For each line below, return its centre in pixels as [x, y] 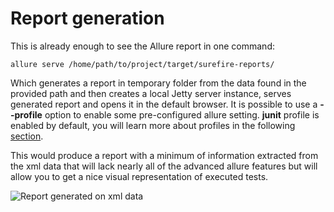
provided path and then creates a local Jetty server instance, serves [151, 93]
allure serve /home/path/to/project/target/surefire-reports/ [142, 64]
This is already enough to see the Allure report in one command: [142, 46]
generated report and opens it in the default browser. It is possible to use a [164, 104]
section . [27, 136]
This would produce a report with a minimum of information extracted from [164, 155]
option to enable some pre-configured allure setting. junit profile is [182, 114]
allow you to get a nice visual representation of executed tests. [139, 176]
